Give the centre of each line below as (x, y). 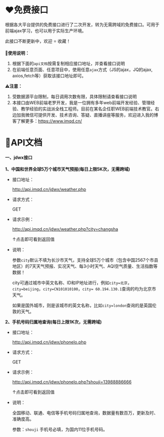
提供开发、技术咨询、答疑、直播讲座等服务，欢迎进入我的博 (98, 115)
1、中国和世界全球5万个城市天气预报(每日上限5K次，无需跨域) (68, 169)
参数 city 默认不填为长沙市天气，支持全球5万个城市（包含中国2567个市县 (85, 260)
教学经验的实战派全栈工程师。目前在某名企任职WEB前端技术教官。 (88, 109)
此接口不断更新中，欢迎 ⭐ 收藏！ (38, 41)
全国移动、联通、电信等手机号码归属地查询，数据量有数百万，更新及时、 (85, 413)
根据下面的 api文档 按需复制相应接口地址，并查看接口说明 (69, 63)
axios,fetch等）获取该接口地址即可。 (49, 75)
